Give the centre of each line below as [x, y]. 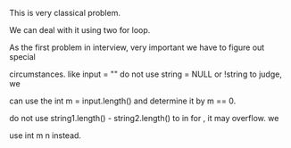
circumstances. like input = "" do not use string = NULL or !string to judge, [146, 74]
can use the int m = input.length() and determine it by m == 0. [123, 101]
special [22, 57]
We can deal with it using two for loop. [80, 30]
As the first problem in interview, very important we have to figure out [137, 47]
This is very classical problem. [65, 13]
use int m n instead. [46, 136]
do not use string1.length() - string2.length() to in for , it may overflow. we [144, 118]
